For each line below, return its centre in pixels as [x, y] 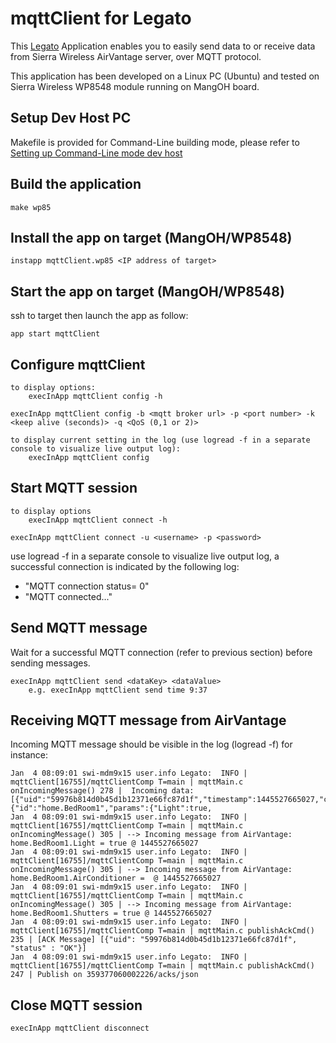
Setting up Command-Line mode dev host [96, 153]
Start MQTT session [74, 488]
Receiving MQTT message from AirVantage [148, 720]
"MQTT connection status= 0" [87, 586]
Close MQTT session [76, 1005]
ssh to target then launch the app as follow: [99, 316]
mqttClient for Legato [101, 18]
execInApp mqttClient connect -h [98, 520]
